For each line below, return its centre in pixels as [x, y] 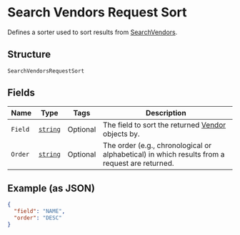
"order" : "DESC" [38, 218]
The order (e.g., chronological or [157, 145]
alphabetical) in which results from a [164, 154]
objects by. [121, 134]
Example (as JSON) [51, 188]
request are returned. [138, 163]
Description [166, 113]
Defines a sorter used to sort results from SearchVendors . [92, 32]
